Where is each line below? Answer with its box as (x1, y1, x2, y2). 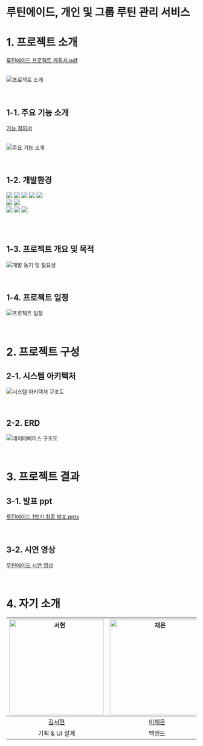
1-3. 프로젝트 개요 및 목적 (6, 244, 95, 255)
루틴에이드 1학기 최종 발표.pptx (6, 513, 80, 520)
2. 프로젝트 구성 (6, 345, 80, 358)
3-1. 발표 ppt (6, 496, 53, 506)
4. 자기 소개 (6, 597, 60, 611)
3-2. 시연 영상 (6, 544, 56, 555)
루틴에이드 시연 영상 (6, 562, 53, 569)
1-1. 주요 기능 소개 (6, 107, 69, 118)
